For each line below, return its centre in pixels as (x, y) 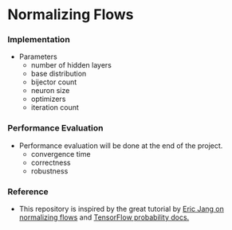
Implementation (39, 40)
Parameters (38, 57)
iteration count (55, 107)
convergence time (61, 154)
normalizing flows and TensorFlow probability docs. (104, 217)
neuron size (50, 91)
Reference (28, 191)
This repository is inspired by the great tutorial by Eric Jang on (121, 209)
